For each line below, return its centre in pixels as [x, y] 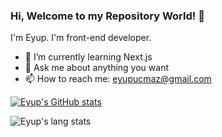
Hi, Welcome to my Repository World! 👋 [107, 16]
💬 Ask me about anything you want [96, 68]
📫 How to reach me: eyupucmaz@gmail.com [118, 79]
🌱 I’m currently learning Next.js [88, 57]
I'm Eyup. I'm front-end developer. [81, 38]
